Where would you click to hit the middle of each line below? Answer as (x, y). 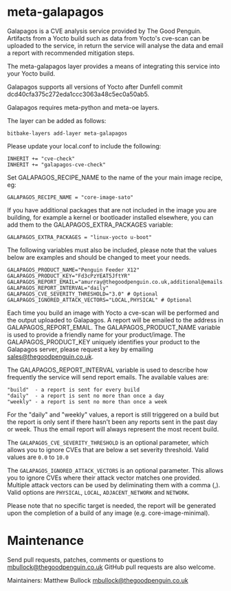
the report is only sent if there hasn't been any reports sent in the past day (112, 422)
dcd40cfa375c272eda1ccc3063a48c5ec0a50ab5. (78, 94)
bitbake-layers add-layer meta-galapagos (67, 133)
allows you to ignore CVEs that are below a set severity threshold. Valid (108, 449)
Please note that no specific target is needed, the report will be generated (112, 505)
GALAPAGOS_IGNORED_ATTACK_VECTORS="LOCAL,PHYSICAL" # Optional (100, 300)
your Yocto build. (31, 74)
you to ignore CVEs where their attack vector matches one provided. (104, 478)
